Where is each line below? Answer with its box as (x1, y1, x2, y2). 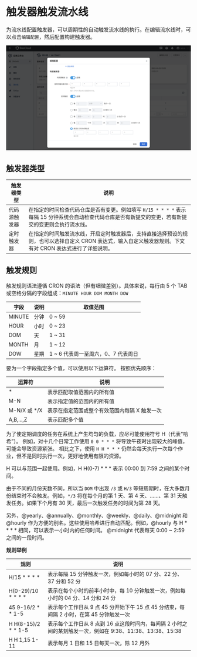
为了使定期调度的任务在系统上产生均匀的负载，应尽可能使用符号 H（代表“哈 (6, 430, 189, 437)
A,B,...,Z (8, 416, 28, 423)
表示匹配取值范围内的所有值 (47, 388, 115, 395)
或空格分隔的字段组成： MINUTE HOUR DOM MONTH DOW (6, 289, 128, 296)
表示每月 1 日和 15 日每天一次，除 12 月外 (47, 639, 150, 646)
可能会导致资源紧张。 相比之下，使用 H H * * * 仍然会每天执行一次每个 (6, 445, 178, 452)
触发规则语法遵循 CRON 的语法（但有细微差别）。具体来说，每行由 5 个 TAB (6, 282, 188, 289)
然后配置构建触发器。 (43, 33, 96, 40)
